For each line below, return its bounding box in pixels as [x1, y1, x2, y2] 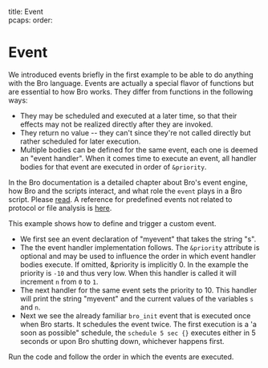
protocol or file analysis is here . [8, 203, 112, 212]
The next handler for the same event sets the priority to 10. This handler [19, 285, 258, 295]
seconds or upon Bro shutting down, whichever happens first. [19, 336, 225, 346]
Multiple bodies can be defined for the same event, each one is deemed [19, 144, 258, 155]
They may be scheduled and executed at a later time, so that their [19, 111, 238, 120]
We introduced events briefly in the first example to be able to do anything [8, 70, 254, 79]
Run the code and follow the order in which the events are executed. [8, 352, 234, 362]
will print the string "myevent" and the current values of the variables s [19, 293, 254, 303]
